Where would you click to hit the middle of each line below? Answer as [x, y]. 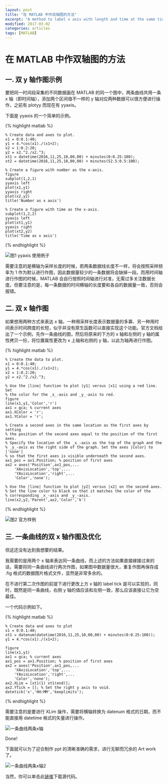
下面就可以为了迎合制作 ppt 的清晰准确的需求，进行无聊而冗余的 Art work [80, 749]
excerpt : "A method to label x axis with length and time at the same [80, 19]
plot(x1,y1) [17, 187]
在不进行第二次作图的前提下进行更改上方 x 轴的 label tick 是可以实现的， [79, 583]
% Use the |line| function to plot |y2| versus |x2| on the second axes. [84, 487]
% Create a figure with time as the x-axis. [52, 210]
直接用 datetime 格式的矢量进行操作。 [48, 718]
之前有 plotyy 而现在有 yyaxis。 [46, 105]
